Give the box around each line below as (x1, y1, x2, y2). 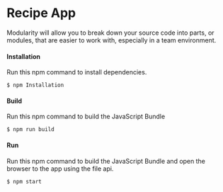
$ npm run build (6, 126, 55, 133)
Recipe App (6, 5, 76, 21)
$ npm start (6, 178, 42, 185)
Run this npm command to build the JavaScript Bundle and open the (6, 157, 206, 165)
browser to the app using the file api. (6, 164, 114, 173)
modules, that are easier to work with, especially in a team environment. (6, 35, 217, 44)
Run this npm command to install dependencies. (6, 68, 147, 77)
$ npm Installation (6, 81, 64, 89)
